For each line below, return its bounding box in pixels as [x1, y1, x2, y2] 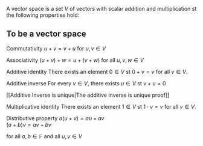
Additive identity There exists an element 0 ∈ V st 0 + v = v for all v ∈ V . [6, 68, 188, 75]
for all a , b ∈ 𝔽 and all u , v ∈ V [6, 132, 83, 140]
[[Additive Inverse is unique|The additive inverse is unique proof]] [6, 91, 170, 99]
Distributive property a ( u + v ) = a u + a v [6, 114, 105, 122]
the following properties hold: [6, 11, 80, 19]
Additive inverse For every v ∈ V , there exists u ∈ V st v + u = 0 [6, 79, 166, 87]
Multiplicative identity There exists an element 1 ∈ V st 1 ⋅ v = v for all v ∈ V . [6, 103, 196, 110]
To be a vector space [6, 29, 86, 39]
